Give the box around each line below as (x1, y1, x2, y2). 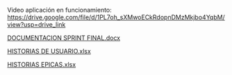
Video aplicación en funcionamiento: (7, 6, 113, 14)
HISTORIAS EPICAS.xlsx (7, 61, 76, 68)
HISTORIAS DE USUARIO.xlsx (7, 47, 92, 55)
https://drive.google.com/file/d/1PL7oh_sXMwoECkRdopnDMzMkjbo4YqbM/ (7, 13, 226, 21)
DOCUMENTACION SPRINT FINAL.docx (7, 34, 120, 42)
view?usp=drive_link (7, 21, 66, 28)
